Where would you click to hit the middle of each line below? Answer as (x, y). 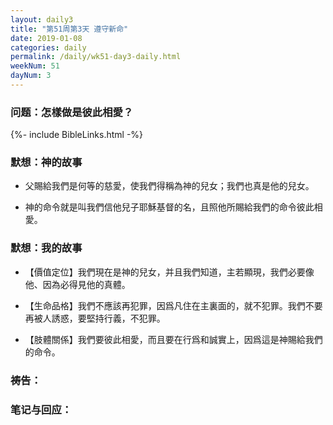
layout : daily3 (42, 19)
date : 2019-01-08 (46, 38)
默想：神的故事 (46, 163)
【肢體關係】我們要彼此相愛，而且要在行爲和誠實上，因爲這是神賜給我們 (173, 339)
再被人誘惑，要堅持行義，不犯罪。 (95, 318)
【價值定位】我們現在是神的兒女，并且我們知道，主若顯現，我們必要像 (169, 272)
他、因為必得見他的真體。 (77, 284)
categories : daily (48, 47)
